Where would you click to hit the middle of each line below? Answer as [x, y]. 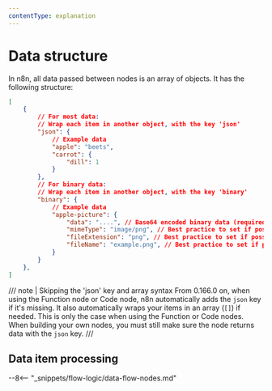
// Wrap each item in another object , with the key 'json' [139, 125]
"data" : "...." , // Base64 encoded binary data [148, 222]
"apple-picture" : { [84, 215]
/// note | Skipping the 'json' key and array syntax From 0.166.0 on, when [130, 290]
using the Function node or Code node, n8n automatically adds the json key [135, 299]
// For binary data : [72, 185]
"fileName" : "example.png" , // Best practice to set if [162, 245]
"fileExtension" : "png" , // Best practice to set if [157, 237]
